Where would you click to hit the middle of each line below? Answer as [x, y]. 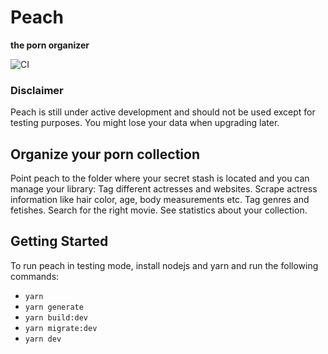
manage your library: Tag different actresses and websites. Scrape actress [164, 189]
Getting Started [59, 241]
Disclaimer [37, 90]
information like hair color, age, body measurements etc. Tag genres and [160, 200]
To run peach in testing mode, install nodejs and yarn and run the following [164, 265]
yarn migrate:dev [61, 328]
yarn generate [54, 307]
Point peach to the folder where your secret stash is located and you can [160, 178]
